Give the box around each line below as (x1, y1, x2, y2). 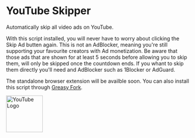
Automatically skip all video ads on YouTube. (6, 23, 114, 31)
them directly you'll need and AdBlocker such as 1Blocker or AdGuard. (6, 66, 176, 73)
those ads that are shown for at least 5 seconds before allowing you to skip (6, 53, 187, 60)
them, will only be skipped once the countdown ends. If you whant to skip (6, 60, 184, 67)
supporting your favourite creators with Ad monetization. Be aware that (6, 47, 177, 54)
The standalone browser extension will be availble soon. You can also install (6, 78, 189, 85)
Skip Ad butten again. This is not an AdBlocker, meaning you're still (6, 41, 168, 48)
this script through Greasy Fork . (6, 83, 83, 90)
